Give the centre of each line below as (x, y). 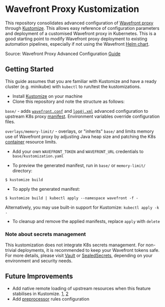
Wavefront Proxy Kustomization (72, 9)
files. (10, 121)
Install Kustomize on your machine (47, 96)
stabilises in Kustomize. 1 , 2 (40, 294)
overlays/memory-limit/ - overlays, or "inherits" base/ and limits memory (80, 131)
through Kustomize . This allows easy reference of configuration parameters (82, 28)
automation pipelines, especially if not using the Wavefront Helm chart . (77, 44)
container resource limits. (31, 142)
